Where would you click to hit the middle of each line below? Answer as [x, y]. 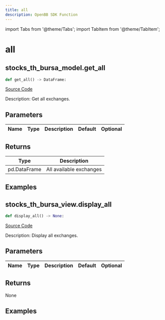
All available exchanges [74, 169]
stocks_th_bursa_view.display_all [59, 204]
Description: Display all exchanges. [42, 236]
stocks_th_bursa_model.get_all [55, 68]
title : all [17, 10]
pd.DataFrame [25, 169]
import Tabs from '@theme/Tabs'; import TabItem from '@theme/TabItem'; [83, 29]
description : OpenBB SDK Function [42, 15]
